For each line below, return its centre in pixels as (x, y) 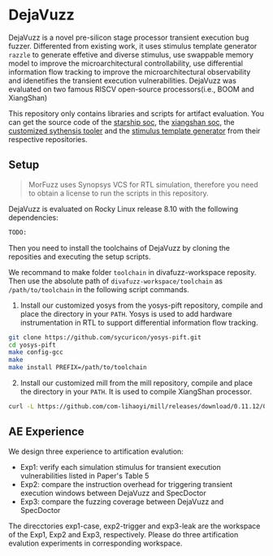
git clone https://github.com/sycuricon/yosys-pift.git (105, 337)
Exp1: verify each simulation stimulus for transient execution (120, 467)
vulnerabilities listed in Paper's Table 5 (84, 476)
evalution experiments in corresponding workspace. (95, 543)
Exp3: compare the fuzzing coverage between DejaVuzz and (122, 502)
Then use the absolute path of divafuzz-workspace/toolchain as (116, 281)
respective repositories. (48, 139)
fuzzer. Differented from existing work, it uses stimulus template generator (133, 45)
